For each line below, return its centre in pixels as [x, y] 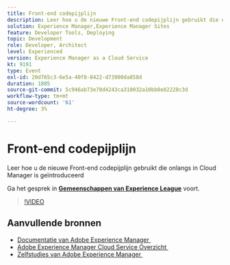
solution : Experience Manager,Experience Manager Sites [88, 26]
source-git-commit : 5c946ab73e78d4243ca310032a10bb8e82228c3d [98, 90]
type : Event [24, 71]
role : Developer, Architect [47, 45]
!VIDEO [34, 201]
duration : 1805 [29, 84]
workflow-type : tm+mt [38, 97]
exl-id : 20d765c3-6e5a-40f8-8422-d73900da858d [75, 77]
